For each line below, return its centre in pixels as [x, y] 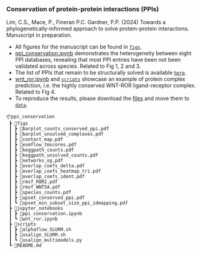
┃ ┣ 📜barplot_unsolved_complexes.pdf [56, 134]
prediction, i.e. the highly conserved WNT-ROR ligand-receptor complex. [105, 85]
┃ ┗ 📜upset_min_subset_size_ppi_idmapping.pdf [69, 203]
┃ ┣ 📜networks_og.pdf [36, 161]
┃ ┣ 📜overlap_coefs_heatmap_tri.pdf [55, 172]
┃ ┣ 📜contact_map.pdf [36, 139]
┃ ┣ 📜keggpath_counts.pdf [41, 150]
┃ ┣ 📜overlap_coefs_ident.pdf [47, 177]
